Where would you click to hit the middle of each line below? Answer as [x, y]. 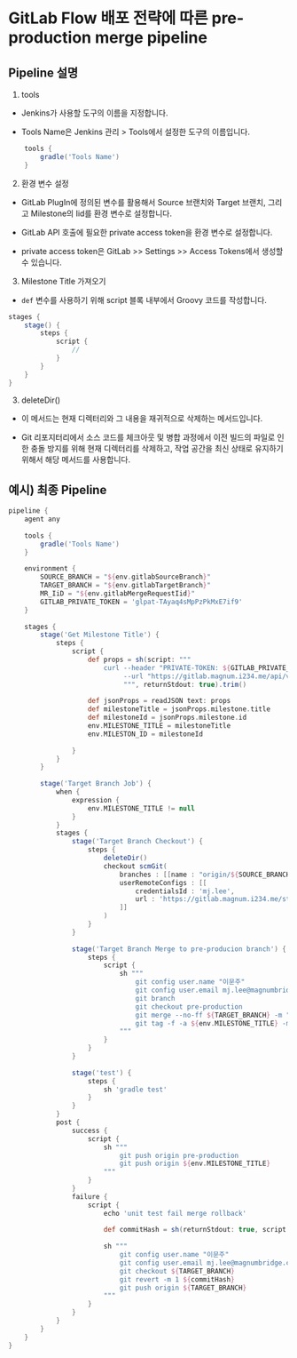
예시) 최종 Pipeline [58, 490]
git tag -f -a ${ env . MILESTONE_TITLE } [207, 1023]
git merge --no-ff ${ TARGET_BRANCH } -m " [213, 1015]
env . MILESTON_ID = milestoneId [145, 734]
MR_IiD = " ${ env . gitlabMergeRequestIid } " [118, 594]
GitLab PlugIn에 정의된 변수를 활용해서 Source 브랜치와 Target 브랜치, [144, 202]
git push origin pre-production [179, 1155]
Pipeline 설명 [43, 72]
